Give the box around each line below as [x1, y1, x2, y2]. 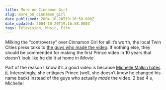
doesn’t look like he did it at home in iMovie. [5, 55, 95, 61]
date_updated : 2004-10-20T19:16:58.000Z [5, 21, 90, 26]
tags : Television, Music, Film [5, 26, 70, 31]
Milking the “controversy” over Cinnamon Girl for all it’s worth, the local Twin [5, 39, 162, 45]
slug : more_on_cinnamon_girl [5, 12, 66, 17]
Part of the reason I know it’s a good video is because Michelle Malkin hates [5, 65, 161, 71]
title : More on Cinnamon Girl [5, 7, 68, 12]
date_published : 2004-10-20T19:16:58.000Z [5, 16, 94, 21]
